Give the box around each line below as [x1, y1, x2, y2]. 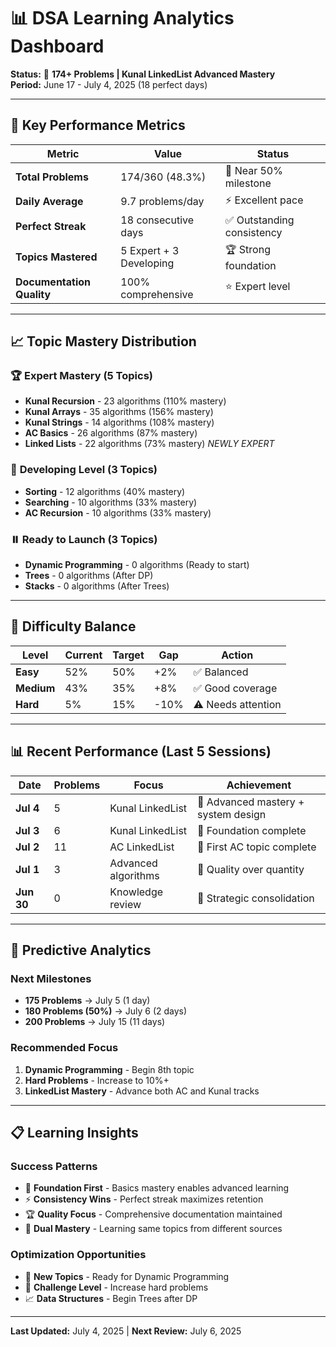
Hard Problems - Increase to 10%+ [24, 1074, 170, 1086]
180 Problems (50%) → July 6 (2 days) [24, 1005, 188, 1017]
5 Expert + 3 [120, 244, 180, 258]
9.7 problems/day [120, 195, 205, 209]
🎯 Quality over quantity [196, 862, 305, 876]
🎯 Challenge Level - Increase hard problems [24, 1281, 209, 1293]
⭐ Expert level [224, 280, 291, 294]
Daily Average [15, 195, 84, 209]
